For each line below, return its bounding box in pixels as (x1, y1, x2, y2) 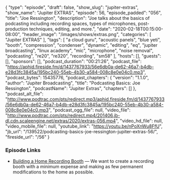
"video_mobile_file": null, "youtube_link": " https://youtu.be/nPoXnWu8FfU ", (5, 123, 163, 129)
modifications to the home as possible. (12, 169, 94, 175)
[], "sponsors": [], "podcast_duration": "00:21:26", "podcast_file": (5, 58, 141, 64)
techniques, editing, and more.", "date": (29, 26, 112, 32)
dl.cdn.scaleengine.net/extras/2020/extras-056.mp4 (5, 118, 116, 124)
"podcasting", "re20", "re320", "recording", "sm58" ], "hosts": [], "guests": (5, 53, 161, 59)
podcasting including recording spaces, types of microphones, (5, 20, 137, 26)
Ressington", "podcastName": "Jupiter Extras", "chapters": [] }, (5, 85, 136, 91)
